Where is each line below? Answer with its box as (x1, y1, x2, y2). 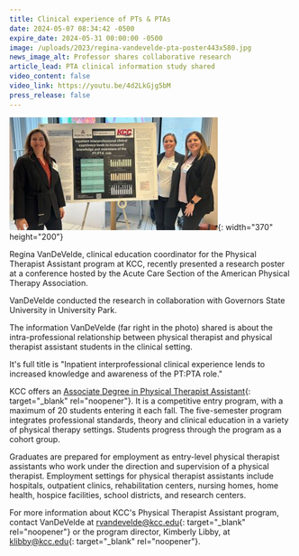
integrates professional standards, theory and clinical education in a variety (9, 414, 289, 425)
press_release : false (9, 90, 91, 99)
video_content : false (9, 72, 91, 81)
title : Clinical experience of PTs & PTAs (9, 14, 171, 23)
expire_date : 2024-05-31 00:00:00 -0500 (9, 33, 164, 42)
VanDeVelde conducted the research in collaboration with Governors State (9, 294, 285, 306)
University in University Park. (9, 304, 117, 315)
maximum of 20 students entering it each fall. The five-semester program (9, 404, 282, 415)
